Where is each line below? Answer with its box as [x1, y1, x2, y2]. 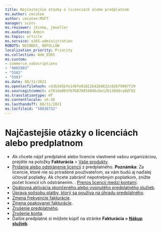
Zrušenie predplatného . [12, 205, 59, 211]
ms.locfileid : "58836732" [5, 106, 57, 112]
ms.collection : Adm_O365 [5, 52, 55, 57]
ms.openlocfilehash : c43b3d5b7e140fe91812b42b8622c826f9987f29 [5, 83, 136, 89]
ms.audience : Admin [5, 30, 45, 34]
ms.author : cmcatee [5, 12, 45, 16]
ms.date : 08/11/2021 [5, 79, 47, 84]
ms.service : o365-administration [5, 39, 73, 44]
